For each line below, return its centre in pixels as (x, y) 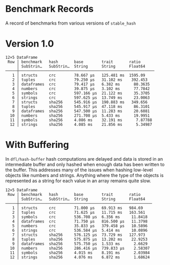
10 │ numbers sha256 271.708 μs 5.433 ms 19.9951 (80, 116)
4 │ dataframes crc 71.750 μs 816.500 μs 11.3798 (80, 221)
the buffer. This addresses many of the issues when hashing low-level (79, 170)
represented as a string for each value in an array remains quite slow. (78, 181)
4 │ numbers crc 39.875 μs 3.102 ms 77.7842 (81, 89)
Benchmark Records (49, 9)
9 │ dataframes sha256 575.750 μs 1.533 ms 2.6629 (80, 244)
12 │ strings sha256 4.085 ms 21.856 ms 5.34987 (81, 124)
